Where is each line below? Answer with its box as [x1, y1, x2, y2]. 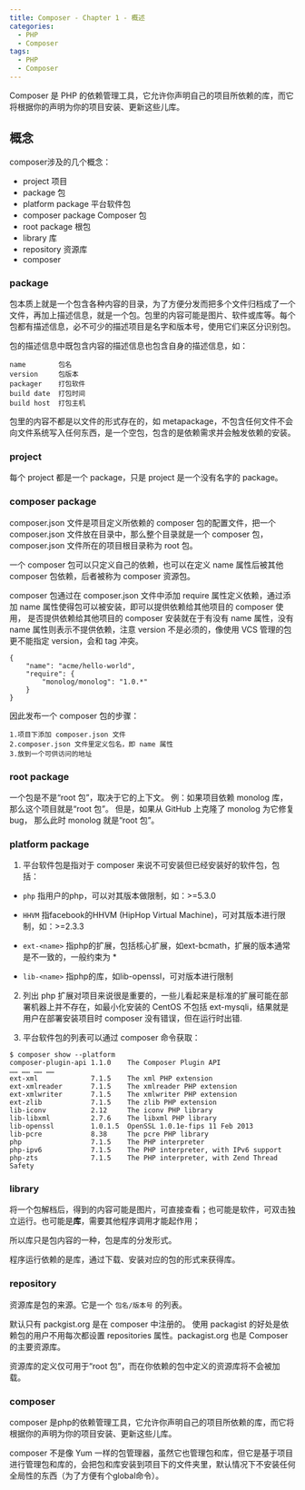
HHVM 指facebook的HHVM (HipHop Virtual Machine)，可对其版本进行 [22, 910, 279, 921]
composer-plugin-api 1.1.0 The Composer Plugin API [9, 1059, 221, 1068]
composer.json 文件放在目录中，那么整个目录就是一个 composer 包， [9, 528, 269, 539]
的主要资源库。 [9, 1341, 65, 1352]
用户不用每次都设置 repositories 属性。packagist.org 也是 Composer [33, 1329, 289, 1340]
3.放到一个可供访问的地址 [9, 749, 93, 758]
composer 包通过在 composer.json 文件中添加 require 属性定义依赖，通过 [9, 589, 283, 600]
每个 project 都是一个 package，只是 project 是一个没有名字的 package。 [9, 472, 283, 483]
